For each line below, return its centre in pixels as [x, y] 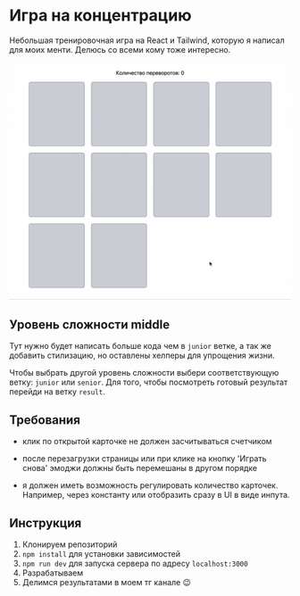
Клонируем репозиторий [70, 544]
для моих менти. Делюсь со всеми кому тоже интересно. [120, 49]
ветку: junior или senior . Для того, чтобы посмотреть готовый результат [149, 382]
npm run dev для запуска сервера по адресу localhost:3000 [135, 564]
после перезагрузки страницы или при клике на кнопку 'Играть [144, 459]
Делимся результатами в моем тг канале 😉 [107, 583]
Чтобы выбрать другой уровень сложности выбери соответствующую [144, 373]
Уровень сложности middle [90, 325]
